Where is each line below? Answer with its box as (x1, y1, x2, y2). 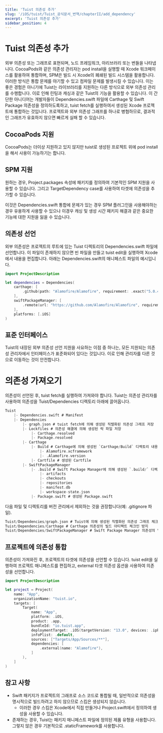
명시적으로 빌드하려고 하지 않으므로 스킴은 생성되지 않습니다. (12, 699, 127, 704)
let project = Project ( (5, 587, 53, 592)
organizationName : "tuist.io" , (14, 596, 77, 601)
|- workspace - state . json (39, 489, 90, 494)
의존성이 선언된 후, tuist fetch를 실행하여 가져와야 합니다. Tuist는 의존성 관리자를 (5, 393, 158, 399)
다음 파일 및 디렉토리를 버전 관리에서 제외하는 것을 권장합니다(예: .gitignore (5, 503, 147, 509)
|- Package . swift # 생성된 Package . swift (31, 494, 113, 499)
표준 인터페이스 (5, 331, 48, 339)
